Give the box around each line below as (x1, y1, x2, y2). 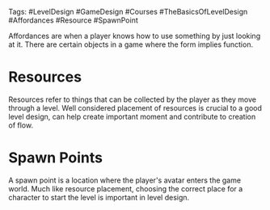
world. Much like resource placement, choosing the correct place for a (8, 183, 243, 193)
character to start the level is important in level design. (8, 192, 190, 202)
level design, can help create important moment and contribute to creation (8, 111, 256, 121)
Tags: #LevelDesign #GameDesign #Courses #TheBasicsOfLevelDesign (8, 7, 248, 16)
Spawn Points (8, 149, 103, 167)
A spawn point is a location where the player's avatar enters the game (8, 175, 241, 185)
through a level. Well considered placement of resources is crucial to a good (8, 103, 263, 112)
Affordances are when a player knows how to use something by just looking (8, 31, 261, 40)
